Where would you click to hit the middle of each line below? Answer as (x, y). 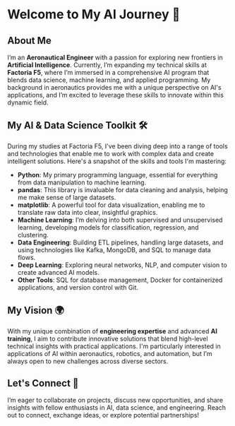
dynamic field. (28, 102)
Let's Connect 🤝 (43, 383)
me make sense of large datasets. (67, 197)
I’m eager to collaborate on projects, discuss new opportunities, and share (115, 400)
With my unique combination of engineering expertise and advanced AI (112, 331)
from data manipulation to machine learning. (82, 182)
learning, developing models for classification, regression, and (108, 227)
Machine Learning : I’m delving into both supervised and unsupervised (120, 220)
